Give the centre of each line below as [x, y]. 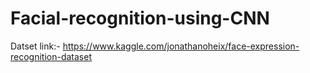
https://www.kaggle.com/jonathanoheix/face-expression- [181, 46]
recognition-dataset [51, 56]
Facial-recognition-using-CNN [140, 18]
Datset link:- [35, 46]
